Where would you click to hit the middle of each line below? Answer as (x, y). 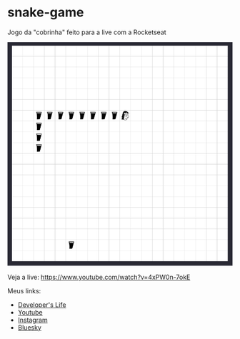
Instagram (32, 320)
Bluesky (29, 327)
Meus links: (24, 290)
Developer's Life (42, 305)
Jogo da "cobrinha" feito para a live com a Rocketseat (87, 32)
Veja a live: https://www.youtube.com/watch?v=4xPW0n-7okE (99, 277)
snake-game (46, 12)
